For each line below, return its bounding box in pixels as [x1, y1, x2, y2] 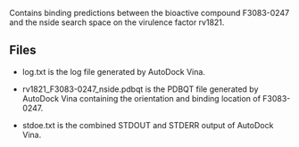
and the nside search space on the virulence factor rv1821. [9, 17, 225, 28]
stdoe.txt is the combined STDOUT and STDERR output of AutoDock [21, 119, 274, 130]
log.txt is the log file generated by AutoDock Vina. [21, 66, 205, 77]
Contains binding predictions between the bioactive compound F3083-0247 [9, 8, 290, 18]
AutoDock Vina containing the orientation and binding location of [21, 93, 262, 103]
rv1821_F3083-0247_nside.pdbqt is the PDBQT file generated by [21, 84, 259, 94]
